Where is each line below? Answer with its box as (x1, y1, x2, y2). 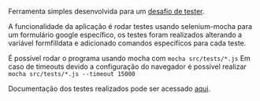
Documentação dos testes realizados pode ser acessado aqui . (8, 84, 211, 93)
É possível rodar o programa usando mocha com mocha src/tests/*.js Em (8, 54, 251, 63)
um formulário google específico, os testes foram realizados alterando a (8, 31, 243, 39)
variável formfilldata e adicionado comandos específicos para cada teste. (8, 38, 247, 48)
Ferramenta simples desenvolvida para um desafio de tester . (8, 7, 205, 16)
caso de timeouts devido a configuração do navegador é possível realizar (8, 62, 247, 71)
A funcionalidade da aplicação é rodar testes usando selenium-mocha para (8, 22, 253, 31)
